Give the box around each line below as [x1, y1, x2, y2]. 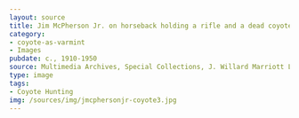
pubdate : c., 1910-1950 [9, 54, 98, 63]
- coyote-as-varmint [9, 37, 86, 47]
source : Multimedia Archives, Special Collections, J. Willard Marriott [9, 63, 285, 72]
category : [9, 29, 46, 38]
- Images [9, 46, 42, 55]
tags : [9, 79, 29, 88]
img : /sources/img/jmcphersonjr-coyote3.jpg [9, 95, 177, 105]
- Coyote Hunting [9, 87, 74, 96]
